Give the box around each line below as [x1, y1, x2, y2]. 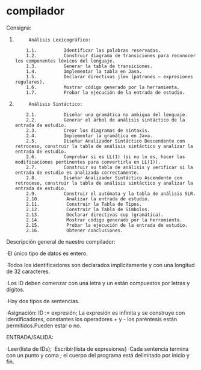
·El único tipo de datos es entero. [6, 250, 88, 257]
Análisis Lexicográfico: [28, 37, 91, 43]
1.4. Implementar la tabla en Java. [26, 68, 143, 75]
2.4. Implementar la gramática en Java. [26, 132, 153, 139]
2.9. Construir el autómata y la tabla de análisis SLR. [26, 191, 196, 197]
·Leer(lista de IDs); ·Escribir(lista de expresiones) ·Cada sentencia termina [6, 345, 189, 353]
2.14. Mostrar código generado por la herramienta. [26, 217, 182, 223]
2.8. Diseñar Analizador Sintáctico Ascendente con [26, 174, 182, 181]
